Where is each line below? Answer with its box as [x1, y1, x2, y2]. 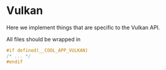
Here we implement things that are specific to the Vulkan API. [6, 24, 160, 31]
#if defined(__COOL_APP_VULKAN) [6, 47, 88, 54]
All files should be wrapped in [6, 35, 81, 43]
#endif [6, 58, 23, 65]
